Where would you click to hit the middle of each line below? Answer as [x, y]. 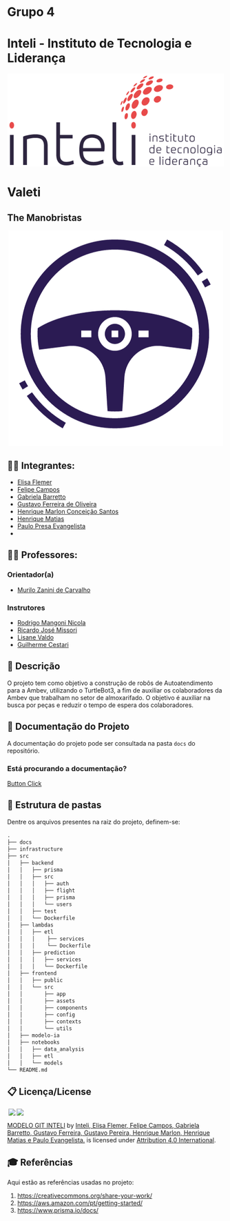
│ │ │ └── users [40, 904]
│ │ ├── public [35, 980]
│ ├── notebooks [33, 1042]
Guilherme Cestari [43, 645]
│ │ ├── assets [41, 1001]
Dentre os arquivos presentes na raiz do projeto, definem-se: [94, 822]
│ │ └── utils [40, 1029]
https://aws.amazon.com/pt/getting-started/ [80, 1203]
